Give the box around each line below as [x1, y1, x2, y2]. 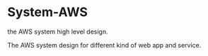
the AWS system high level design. [7, 27, 108, 36]
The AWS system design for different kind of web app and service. [7, 41, 202, 49]
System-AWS [7, 4, 88, 20]
